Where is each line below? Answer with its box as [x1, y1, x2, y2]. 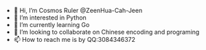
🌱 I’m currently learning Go [13, 21, 90, 28]
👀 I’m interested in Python [13, 14, 87, 22]
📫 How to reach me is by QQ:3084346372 [13, 36, 136, 43]
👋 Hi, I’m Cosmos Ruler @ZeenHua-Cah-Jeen [13, 7, 143, 14]
